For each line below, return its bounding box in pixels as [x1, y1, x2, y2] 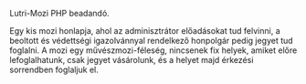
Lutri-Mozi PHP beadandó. [9, 8, 110, 18]
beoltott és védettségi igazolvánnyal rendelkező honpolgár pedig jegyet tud [9, 36, 294, 46]
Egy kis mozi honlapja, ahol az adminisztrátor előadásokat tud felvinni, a [9, 26, 280, 36]
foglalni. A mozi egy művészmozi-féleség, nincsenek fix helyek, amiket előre [9, 45, 298, 56]
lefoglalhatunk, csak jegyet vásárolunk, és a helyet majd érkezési [9, 55, 254, 65]
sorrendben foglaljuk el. [9, 64, 99, 75]
